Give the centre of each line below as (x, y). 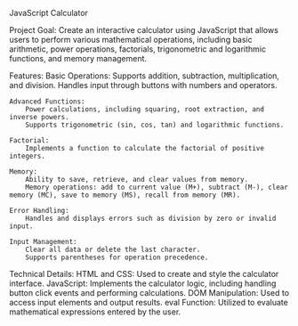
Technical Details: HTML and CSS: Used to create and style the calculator (144, 274)
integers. (28, 156)
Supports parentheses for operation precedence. (117, 257)
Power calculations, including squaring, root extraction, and (145, 110)
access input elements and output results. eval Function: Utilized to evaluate (149, 302)
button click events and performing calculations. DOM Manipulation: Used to (149, 293)
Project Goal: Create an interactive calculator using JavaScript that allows (144, 30)
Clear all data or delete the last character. (113, 249)
